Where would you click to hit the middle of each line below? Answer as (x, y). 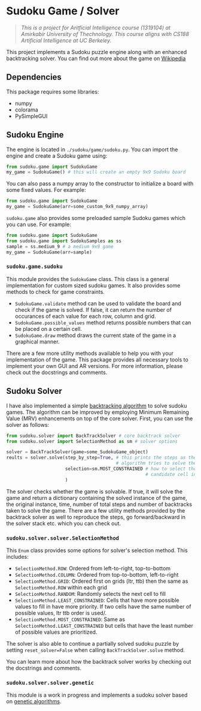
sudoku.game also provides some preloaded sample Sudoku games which (96, 218)
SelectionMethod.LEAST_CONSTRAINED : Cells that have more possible (97, 600)
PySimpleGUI (31, 116)
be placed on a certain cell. (48, 329)
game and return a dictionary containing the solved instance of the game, (97, 498)
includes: (17, 556)
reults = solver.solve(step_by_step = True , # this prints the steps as (96, 458)
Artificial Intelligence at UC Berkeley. (66, 40)
